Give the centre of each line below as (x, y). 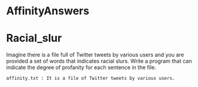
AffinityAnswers (48, 11)
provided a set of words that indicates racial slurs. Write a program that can (99, 61)
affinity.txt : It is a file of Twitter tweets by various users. (91, 79)
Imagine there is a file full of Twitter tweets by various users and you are (95, 55)
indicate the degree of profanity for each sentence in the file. (81, 67)
